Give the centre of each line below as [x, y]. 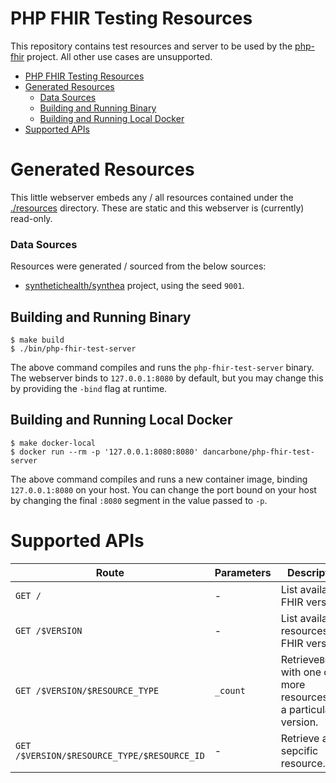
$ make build [37, 340]
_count [230, 690]
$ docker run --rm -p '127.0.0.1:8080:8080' [104, 452]
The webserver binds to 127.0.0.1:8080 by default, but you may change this [167, 378]
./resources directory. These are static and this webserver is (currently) [157, 208]
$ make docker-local [53, 443]
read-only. [31, 218]
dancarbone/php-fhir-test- [258, 452]
